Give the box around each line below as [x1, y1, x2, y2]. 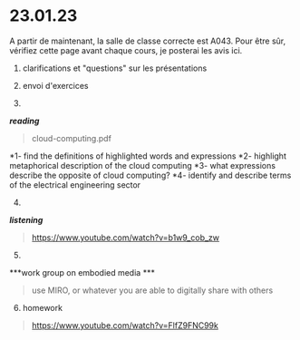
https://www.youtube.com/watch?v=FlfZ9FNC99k [31, 319, 219, 331]
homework [22, 302, 63, 313]
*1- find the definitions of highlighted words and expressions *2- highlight [9, 151, 287, 161]
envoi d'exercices [22, 80, 89, 91]
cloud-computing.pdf [31, 132, 111, 143]
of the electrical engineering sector [9, 179, 141, 190]
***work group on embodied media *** [9, 267, 156, 277]
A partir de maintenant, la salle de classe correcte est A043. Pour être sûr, [9, 35, 286, 46]
